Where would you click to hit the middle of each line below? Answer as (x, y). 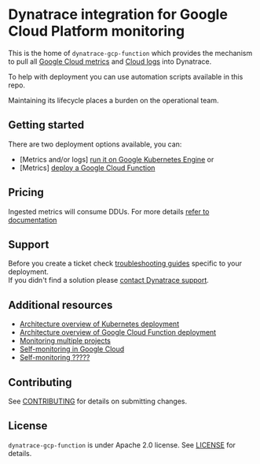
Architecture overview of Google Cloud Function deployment (118, 332)
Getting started (46, 125)
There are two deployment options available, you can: (95, 144)
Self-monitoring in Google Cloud (72, 349)
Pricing (26, 193)
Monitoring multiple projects (65, 341)
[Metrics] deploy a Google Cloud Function (87, 168)
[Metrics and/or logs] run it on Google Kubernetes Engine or (117, 159)
